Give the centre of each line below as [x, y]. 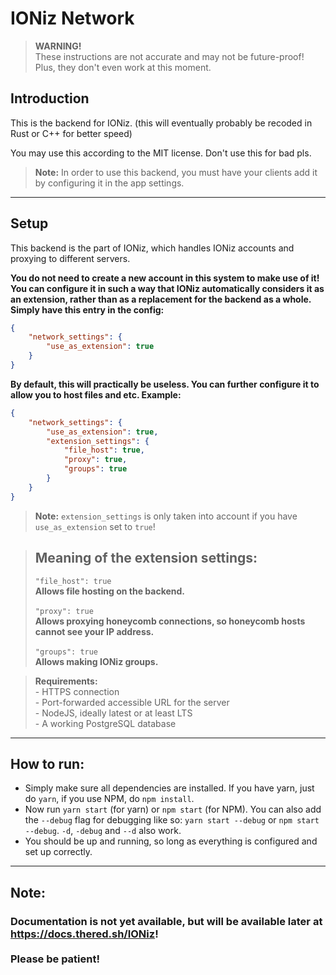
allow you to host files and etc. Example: [96, 394]
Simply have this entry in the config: [87, 309]
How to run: [47, 763]
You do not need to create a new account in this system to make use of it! [165, 278]
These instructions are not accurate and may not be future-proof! [169, 56]
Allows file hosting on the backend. [109, 591]
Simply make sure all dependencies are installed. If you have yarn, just [169, 788]
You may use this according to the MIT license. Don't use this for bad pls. [161, 153]
